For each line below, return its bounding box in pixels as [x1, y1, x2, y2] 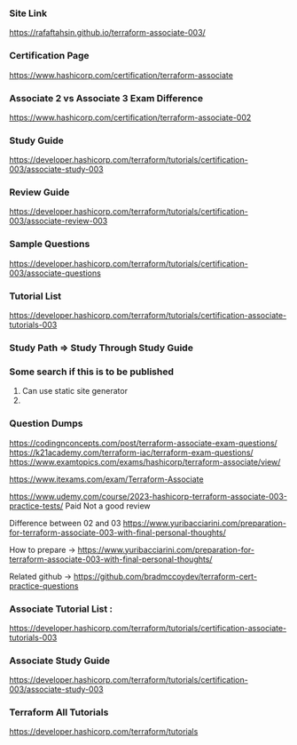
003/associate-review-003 [9, 216, 108, 227]
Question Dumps [9, 417, 83, 429]
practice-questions [9, 581, 79, 591]
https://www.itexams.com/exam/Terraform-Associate [9, 474, 204, 485]
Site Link [9, 7, 47, 20]
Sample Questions [9, 238, 90, 251]
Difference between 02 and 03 [9, 517, 121, 528]
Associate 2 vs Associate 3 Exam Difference [9, 92, 204, 104]
